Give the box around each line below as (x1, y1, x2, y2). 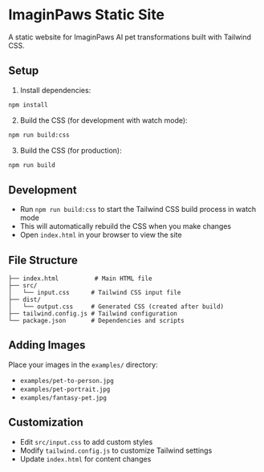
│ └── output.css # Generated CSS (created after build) (8, 303, 225, 311)
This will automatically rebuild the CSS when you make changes (19, 222, 232, 231)
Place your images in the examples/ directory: (8, 360, 158, 369)
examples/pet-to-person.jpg (19, 376, 114, 385)
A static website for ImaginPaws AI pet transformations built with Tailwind (8, 32, 251, 42)
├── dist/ (8, 295, 42, 303)
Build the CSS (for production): (19, 145, 122, 155)
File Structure (8, 253, 78, 267)
